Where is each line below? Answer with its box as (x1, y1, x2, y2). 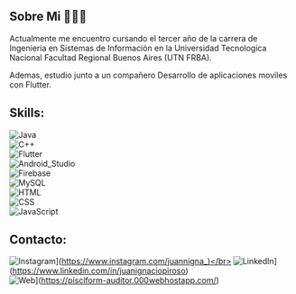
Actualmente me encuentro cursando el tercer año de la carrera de (9, 32, 258, 43)
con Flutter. (9, 78, 52, 90)
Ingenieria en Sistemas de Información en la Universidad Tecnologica (9, 42, 267, 53)
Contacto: (9, 232, 68, 248)
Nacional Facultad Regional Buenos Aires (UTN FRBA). (9, 51, 212, 63)
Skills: (9, 106, 45, 121)
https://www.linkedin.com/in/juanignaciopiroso (12, 265, 186, 276)
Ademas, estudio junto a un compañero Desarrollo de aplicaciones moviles (9, 69, 288, 80)
